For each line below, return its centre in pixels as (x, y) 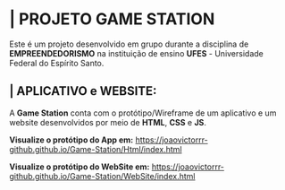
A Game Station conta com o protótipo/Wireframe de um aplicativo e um (143, 113)
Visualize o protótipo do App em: (71, 140)
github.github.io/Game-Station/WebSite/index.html (102, 176)
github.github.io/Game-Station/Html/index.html (96, 149)
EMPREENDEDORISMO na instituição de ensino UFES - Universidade (136, 53)
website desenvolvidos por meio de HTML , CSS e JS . (108, 122)
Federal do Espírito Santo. (57, 63)
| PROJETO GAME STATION (112, 19)
